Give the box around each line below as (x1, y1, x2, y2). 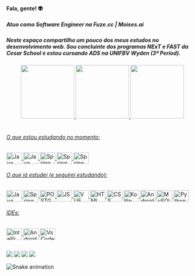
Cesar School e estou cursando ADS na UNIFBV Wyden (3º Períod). (6, 49, 181, 57)
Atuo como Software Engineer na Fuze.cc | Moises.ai (6, 21, 144, 28)
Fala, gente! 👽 (6, 4, 43, 12)
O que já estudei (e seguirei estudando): (6, 171, 108, 178)
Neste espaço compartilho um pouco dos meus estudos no (6, 36, 160, 43)
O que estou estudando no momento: (6, 133, 101, 140)
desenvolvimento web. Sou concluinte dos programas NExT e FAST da (6, 43, 189, 50)
